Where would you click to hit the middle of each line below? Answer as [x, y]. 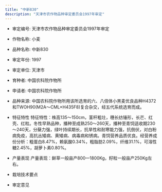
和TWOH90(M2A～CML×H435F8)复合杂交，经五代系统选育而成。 [78, 107]
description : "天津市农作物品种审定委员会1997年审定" [55, 14]
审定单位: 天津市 [28, 70]
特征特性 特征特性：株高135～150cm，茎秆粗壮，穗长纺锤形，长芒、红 [82, 117]
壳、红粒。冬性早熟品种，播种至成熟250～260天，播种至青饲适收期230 [84, 123]
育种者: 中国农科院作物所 [37, 80]
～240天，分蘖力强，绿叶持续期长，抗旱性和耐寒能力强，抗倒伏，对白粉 [84, 129]
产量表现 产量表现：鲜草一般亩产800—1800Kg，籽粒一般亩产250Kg [80, 158]
